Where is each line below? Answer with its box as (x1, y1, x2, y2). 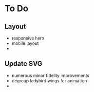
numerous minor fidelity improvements (11, 73, 90, 78)
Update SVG (4, 59, 42, 68)
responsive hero (11, 35, 44, 41)
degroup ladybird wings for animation (11, 77, 87, 83)
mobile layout (11, 40, 39, 46)
